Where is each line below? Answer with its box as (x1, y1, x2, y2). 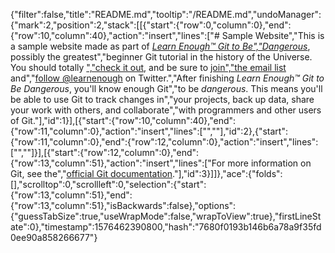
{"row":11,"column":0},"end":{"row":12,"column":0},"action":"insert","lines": (10, 136, 319, 148)
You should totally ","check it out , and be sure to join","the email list (10, 62, 287, 73)
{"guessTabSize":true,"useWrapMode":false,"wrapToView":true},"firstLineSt (10, 210, 322, 222)
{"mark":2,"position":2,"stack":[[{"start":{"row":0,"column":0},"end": (10, 19, 292, 31)
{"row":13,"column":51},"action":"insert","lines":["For (10, 157, 226, 169)
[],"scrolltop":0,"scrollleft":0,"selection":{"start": (10, 179, 207, 190)
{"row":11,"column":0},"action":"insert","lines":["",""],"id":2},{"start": (10, 125, 288, 137)
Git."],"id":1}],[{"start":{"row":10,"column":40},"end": (21, 115, 237, 126)
